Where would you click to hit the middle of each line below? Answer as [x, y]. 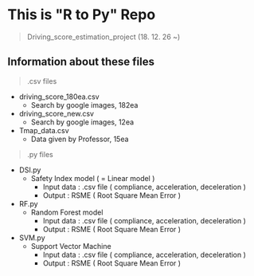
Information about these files [81, 62]
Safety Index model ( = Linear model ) [93, 178]
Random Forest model [67, 212]
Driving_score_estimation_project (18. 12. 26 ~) [104, 37]
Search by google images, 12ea [82, 122]
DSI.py [30, 170]
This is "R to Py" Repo [82, 15]
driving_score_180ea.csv [59, 97]
